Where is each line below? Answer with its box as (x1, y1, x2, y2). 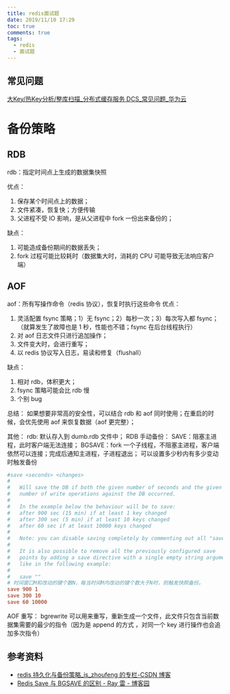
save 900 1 (7, 586, 38, 593)
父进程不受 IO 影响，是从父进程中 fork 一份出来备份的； (16, 214, 174, 222)
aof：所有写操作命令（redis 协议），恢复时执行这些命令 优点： (7, 299, 181, 308)
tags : (7, 36, 23, 42)
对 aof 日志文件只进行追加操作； (16, 331, 108, 339)
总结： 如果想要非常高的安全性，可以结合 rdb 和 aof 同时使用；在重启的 (7, 409, 209, 417)
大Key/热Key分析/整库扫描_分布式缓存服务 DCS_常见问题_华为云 (7, 94, 187, 103)
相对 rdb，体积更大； (16, 377, 77, 385)
